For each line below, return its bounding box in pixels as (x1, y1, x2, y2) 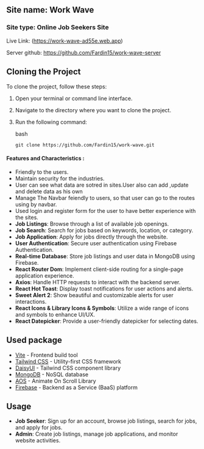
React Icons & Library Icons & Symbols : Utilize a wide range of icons (15, 304, 189, 312)
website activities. (15, 437, 61, 444)
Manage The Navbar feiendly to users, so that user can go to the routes (15, 194, 195, 201)
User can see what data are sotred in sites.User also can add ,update (15, 181, 189, 189)
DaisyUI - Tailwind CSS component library (15, 364, 121, 372)
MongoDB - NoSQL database (15, 370, 89, 378)
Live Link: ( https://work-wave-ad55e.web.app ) (6, 37, 123, 45)
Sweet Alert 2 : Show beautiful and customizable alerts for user (15, 291, 174, 298)
